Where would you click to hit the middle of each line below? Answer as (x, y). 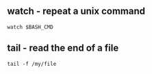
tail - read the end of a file (63, 48)
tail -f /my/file (32, 64)
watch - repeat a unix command (76, 11)
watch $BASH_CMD (30, 27)
